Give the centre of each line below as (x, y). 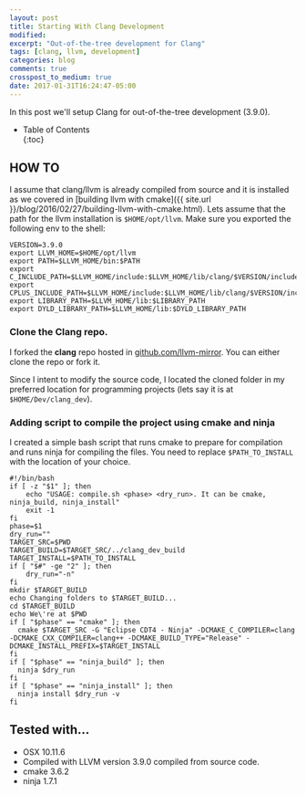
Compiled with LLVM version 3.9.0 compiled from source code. (141, 761)
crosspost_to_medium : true (61, 78)
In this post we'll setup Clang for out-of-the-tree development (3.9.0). (140, 111)
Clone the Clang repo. (59, 332)
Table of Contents (56, 130)
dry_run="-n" (51, 575)
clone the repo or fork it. (55, 361)
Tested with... (50, 730)
